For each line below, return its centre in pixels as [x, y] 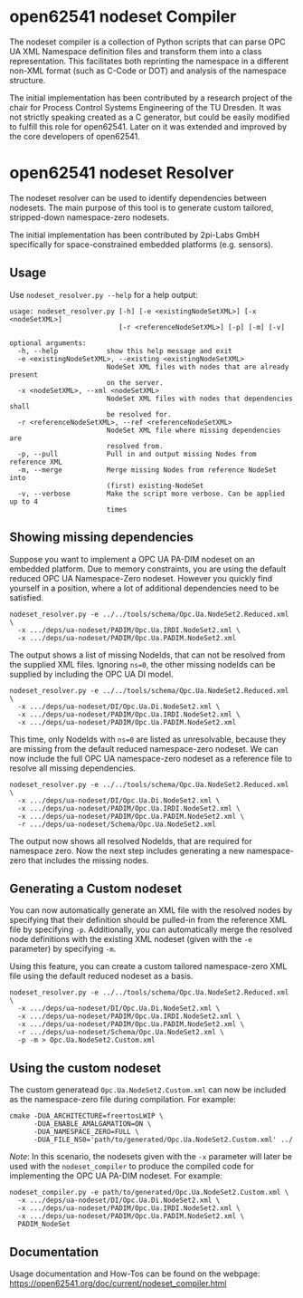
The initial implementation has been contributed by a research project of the [151, 98]
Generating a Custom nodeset [96, 888]
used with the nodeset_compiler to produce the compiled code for [132, 1167]
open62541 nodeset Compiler [123, 17]
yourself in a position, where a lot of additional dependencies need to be [144, 588]
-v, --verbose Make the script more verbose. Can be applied [151, 494]
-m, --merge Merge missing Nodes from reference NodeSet [147, 470]
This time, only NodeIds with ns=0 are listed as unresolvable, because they [148, 739]
